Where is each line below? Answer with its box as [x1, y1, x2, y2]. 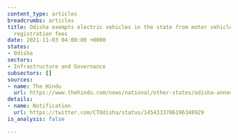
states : [7, 43, 30, 50]
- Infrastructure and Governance [7, 63, 106, 70]
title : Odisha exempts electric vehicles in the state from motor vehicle [7, 23, 233, 30]
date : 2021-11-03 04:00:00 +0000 [7, 37, 106, 44]
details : [7, 96, 33, 103]
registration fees [13, 30, 69, 37]
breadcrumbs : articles [7, 17, 74, 24]
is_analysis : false [7, 115, 65, 122]
